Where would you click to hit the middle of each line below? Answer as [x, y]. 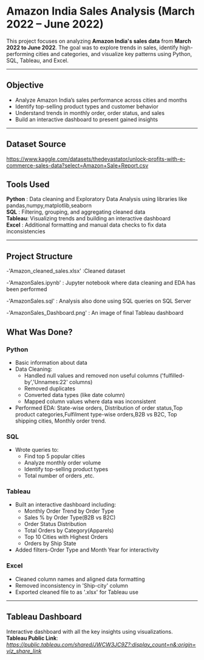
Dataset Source [36, 144]
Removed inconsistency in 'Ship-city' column [72, 585]
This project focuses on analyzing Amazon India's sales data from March [99, 41]
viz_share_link [24, 651]
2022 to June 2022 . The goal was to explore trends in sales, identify [92, 47]
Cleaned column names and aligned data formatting [80, 579]
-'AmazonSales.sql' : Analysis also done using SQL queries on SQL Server [99, 301]
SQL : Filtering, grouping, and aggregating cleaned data [76, 212]
